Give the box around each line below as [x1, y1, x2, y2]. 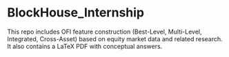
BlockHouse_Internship [7, 5, 145, 21]
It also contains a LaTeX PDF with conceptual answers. [7, 42, 163, 50]
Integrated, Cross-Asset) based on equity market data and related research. [7, 34, 223, 43]
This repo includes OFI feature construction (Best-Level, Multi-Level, [7, 27, 202, 36]
